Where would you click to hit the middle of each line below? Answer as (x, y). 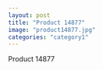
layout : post (29, 15)
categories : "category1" (48, 37)
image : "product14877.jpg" (52, 30)
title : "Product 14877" (47, 23)
